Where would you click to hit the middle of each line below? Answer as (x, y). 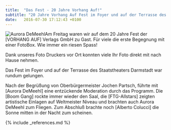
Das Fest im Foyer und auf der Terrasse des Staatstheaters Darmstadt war (84, 70)
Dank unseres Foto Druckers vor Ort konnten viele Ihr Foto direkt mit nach (83, 55)
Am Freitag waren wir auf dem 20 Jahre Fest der (96, 34)
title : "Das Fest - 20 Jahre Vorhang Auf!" (54, 10)
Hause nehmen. (22, 60)
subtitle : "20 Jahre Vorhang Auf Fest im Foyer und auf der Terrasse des (86, 15)
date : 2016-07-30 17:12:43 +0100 (43, 19)
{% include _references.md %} (38, 123)
